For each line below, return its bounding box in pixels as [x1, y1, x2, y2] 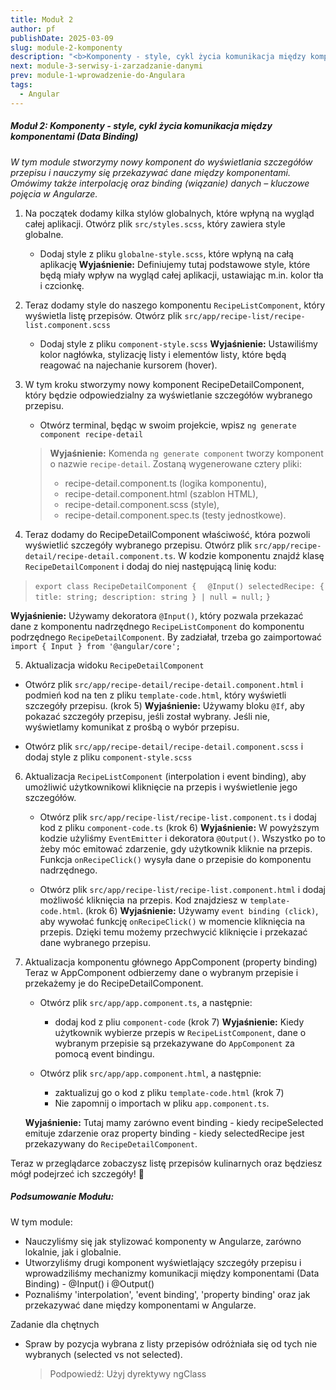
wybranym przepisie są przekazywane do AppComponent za [54, 1037, 295, 1049]
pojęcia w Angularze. [10, 187, 98, 200]
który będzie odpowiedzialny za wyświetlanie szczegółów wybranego [24, 389, 313, 401]
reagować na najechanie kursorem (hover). [39, 359, 218, 371]
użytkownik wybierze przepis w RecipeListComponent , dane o [54, 1026, 307, 1038]
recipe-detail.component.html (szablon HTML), [64, 487, 259, 500]
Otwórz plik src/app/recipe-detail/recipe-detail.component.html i [24, 678, 304, 690]
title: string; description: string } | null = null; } [34, 592, 272, 602]
